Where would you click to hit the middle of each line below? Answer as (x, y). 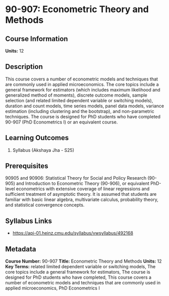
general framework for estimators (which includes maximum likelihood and (83, 90)
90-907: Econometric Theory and (77, 9)
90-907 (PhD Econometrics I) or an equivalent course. (62, 122)
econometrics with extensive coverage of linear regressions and (83, 189)
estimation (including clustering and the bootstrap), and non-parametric (80, 111)
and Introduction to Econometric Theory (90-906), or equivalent (83, 184)
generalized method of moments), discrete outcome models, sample (76, 95)
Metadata (21, 249)
